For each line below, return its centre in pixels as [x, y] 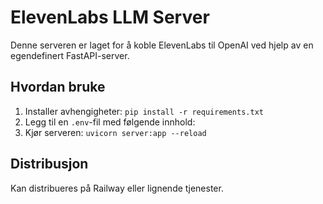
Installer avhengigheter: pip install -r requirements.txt [144, 111]
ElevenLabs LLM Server [110, 17]
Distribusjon [49, 164]
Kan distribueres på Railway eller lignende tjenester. [117, 188]
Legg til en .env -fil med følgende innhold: [110, 122]
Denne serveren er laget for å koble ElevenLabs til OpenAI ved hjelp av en [162, 45]
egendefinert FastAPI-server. [70, 55]
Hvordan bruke [58, 87]
